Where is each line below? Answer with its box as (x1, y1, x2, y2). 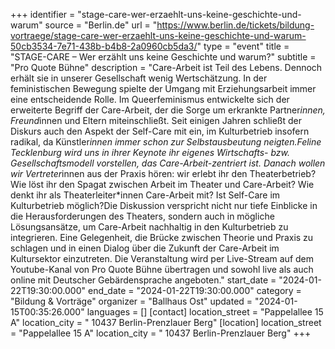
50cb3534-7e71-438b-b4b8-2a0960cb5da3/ (10, 40, 198, 52)
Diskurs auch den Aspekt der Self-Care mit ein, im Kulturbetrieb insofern (10, 125, 310, 137)
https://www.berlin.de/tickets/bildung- (156, 19, 315, 31)
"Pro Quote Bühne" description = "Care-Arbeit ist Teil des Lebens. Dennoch (10, 62, 323, 73)
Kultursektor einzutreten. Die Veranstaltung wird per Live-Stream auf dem (10, 253, 314, 264)
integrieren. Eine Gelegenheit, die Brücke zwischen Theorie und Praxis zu (10, 232, 314, 243)
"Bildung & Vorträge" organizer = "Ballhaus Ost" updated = (10, 295, 253, 307)
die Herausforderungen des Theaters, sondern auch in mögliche (10, 210, 275, 222)
